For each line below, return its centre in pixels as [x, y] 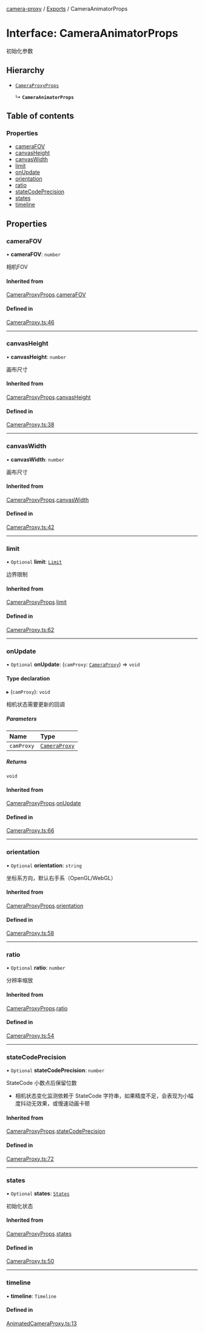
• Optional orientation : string [44, 865]
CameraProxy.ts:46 [30, 322]
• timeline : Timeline [31, 1296]
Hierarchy [25, 70]
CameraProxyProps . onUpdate [44, 803]
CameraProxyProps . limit [36, 602]
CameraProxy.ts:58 [30, 933]
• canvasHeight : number [36, 357]
